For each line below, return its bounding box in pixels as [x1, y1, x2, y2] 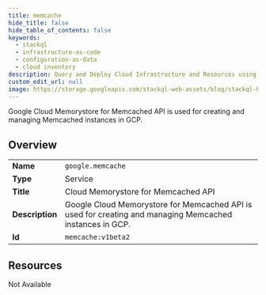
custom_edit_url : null [8, 78, 83, 85]
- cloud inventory [15, 63, 77, 71]
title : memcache [8, 11, 62, 20]
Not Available [8, 280, 51, 289]
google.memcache [64, 161, 127, 171]
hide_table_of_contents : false [8, 26, 112, 34]
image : [8, 85, 30, 93]
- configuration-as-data [15, 56, 97, 64]
